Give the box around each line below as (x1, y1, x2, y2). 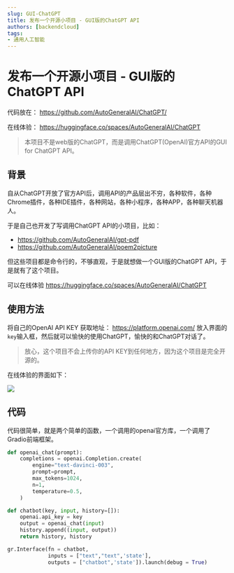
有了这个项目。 (19, 265, 63, 274)
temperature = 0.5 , (32, 488, 82, 495)
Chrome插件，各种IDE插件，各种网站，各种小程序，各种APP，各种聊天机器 (7, 198, 224, 206)
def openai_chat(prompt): (7, 449, 82, 456)
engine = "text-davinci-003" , (32, 462, 114, 469)
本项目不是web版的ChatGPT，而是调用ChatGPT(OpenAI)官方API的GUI (24, 138, 227, 146)
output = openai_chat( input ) (20, 520, 105, 527)
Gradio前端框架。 (7, 435, 57, 443)
